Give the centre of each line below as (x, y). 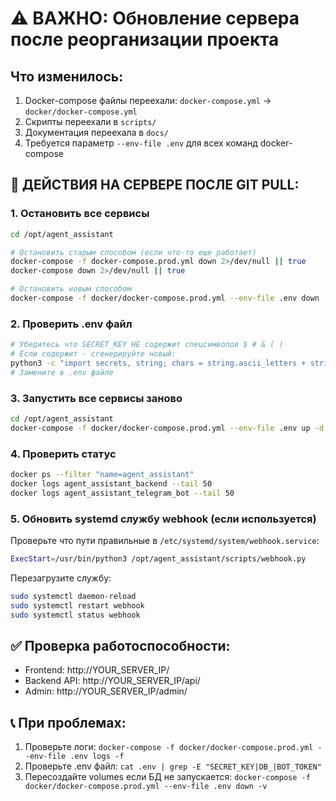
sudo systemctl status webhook (75, 615)
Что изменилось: (67, 76)
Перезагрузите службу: (61, 578)
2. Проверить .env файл (71, 324)
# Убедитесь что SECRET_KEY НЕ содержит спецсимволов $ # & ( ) (147, 345)
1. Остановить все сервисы (80, 214)
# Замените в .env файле (62, 372)
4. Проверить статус (63, 454)
